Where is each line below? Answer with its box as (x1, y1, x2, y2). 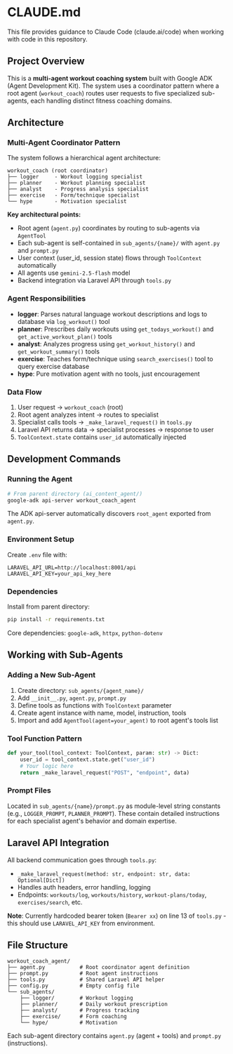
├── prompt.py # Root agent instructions (7, 970, 159, 977)
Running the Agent (7, 474, 73, 484)
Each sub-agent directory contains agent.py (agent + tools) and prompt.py (7, 1032, 222, 1040)
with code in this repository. (7, 34, 88, 43)
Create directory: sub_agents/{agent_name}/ (17, 686, 144, 694)
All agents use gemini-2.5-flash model (17, 268, 131, 278)
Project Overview (7, 56, 85, 67)
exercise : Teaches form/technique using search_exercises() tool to (17, 354, 213, 363)
